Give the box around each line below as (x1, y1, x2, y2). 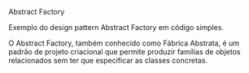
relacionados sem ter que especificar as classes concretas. (8, 56, 208, 65)
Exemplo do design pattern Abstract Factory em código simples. (8, 23, 225, 32)
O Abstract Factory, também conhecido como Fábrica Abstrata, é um (8, 38, 240, 48)
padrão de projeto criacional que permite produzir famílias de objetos (8, 47, 241, 56)
